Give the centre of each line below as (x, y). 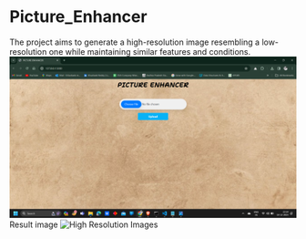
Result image (34, 224)
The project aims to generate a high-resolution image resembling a (135, 42)
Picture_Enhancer (78, 17)
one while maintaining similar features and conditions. (150, 51)
